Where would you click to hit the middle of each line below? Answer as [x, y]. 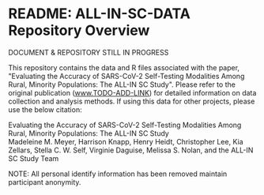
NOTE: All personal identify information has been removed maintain [118, 174]
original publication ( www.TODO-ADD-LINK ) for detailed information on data [132, 92]
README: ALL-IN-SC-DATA [100, 14]
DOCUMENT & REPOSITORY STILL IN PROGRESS [89, 52]
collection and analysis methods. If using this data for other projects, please [132, 101]
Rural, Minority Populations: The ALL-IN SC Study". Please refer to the [122, 84]
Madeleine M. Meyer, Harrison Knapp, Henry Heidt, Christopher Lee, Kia [126, 141]
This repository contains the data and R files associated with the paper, [124, 67]
